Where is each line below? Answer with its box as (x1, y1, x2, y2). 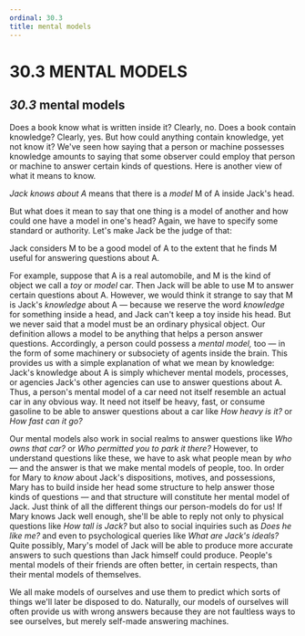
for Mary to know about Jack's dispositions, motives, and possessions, (9, 472, 276, 483)
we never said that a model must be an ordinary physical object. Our (9, 318, 266, 329)
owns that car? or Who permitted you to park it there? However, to (9, 443, 259, 454)
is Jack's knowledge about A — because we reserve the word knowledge (9, 298, 285, 310)
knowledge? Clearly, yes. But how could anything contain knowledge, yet (9, 131, 284, 142)
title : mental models (9, 22, 92, 31)
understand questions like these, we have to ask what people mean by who (9, 453, 292, 464)
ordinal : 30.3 (9, 13, 64, 23)
